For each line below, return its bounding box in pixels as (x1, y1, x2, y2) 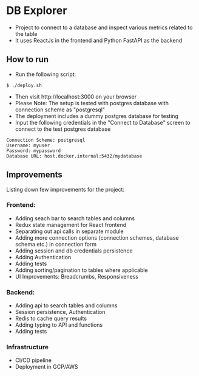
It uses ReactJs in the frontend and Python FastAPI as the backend (15, 37, 183, 44)
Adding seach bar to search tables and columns (15, 214, 135, 222)
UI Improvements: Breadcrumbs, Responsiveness (15, 273, 138, 280)
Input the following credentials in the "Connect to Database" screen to (15, 119, 191, 126)
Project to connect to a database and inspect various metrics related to (15, 24, 193, 31)
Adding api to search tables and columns (15, 302, 118, 309)
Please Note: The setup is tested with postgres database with (15, 99, 169, 106)
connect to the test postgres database (15, 125, 111, 133)
